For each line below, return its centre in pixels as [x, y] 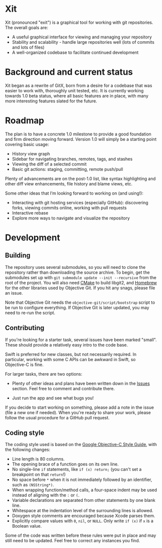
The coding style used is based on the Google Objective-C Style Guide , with [81, 445]
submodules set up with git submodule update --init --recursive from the [81, 277]
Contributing [25, 328]
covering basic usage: [27, 144]
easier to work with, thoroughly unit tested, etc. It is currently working [74, 90]
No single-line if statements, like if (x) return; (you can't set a [77, 469]
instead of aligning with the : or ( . [46, 495]
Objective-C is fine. [24, 365]
